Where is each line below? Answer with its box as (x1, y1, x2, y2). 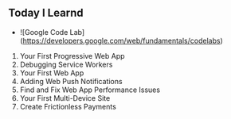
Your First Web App (19, 67, 84, 78)
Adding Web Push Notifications (19, 76, 123, 86)
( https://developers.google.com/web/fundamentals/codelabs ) (19, 36, 223, 45)
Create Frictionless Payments (19, 102, 117, 111)
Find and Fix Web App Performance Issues (19, 85, 161, 94)
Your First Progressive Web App (19, 51, 125, 60)
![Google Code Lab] (19, 27, 85, 36)
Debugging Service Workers (19, 59, 113, 69)
